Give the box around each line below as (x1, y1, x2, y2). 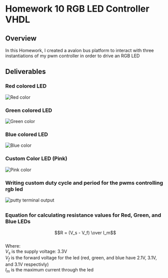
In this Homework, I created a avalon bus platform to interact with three (5, 48, 154, 53)
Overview (5, 34, 37, 43)
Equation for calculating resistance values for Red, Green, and (5, 212, 161, 219)
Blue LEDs (5, 218, 31, 225)
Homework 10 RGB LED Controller (5, 3, 150, 15)
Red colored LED (5, 83, 47, 90)
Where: (5, 243, 21, 249)
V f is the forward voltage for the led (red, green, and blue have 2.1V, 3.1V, (5, 255, 157, 262)
